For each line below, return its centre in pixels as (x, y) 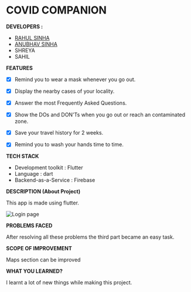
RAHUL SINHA (32, 38)
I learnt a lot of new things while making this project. (69, 283)
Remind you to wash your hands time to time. (69, 145)
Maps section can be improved (43, 260)
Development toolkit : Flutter (49, 167)
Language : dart (34, 174)
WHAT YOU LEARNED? (35, 271)
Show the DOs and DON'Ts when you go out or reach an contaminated (100, 115)
